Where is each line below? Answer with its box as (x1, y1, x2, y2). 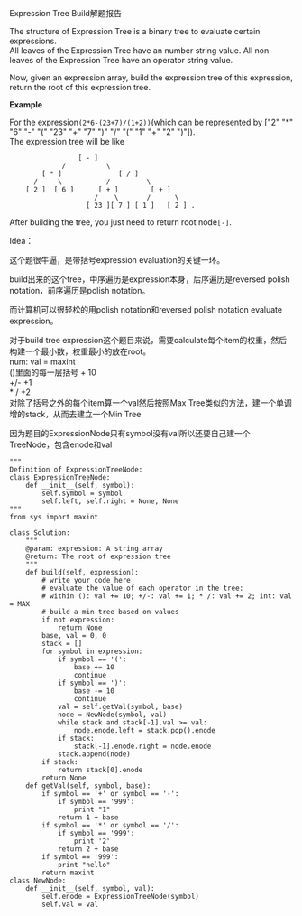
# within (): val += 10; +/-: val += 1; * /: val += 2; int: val (41, 592, 293, 601)
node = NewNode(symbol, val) (57, 710, 168, 719)
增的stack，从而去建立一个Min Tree (9, 409, 142, 419)
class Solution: (9, 528, 70, 537)
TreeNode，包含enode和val (9, 439, 113, 450)
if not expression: (41, 615, 115, 624)
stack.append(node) (57, 750, 131, 759)
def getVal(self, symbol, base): (25, 781, 151, 790)
